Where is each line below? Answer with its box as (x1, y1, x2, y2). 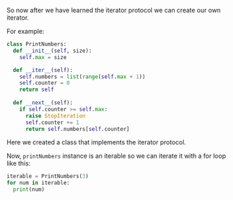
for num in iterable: (6, 180, 70, 187)
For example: (6, 27, 45, 35)
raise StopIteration (25, 112, 86, 119)
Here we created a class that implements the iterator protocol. (6, 138, 187, 146)
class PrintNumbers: (6, 41, 68, 48)
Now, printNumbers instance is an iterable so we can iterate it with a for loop (6, 151, 227, 161)
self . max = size (19, 54, 68, 61)
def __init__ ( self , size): (13, 47, 92, 54)
